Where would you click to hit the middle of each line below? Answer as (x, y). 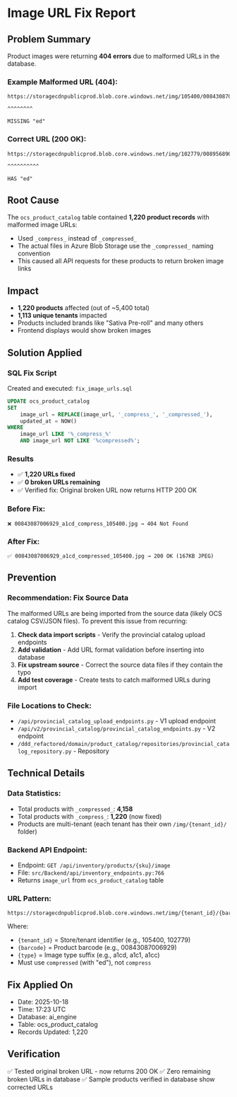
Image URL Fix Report (72, 13)
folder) (27, 831)
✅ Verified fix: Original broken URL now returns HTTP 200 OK (107, 490)
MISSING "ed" (26, 122)
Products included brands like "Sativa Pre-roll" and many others (110, 323)
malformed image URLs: (42, 225)
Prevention (32, 578)
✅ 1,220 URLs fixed (46, 474)
